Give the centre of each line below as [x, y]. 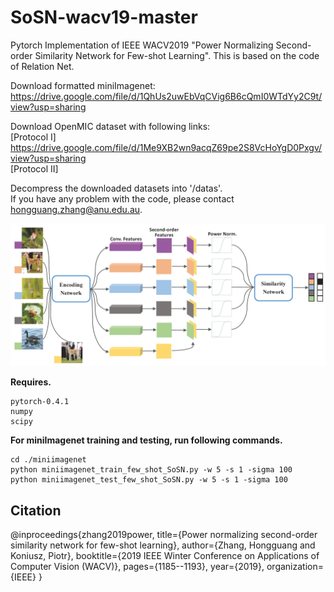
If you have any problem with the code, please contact [122, 198]
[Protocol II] [34, 168]
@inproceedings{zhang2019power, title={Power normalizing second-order [164, 535]
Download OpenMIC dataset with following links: [110, 126]
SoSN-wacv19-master [104, 17]
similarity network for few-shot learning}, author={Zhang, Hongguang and [163, 545]
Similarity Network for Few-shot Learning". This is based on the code [177, 55]
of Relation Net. [42, 66]
